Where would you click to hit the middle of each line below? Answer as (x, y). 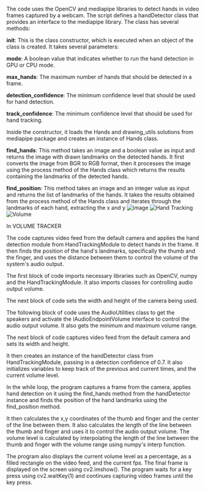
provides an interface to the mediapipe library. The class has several (93, 22)
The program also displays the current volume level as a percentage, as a (99, 456)
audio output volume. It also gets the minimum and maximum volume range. (102, 326)
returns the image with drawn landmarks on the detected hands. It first (95, 157)
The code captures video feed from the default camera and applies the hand (103, 238)
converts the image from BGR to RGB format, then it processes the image (99, 163)
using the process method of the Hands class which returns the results (96, 170)
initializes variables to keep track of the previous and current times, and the (101, 369)
